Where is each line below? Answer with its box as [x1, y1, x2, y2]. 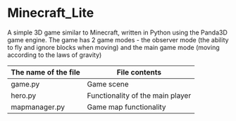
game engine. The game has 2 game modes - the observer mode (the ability [7, 35, 229, 44]
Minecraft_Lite [7, 5, 94, 21]
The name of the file [11, 67, 81, 77]
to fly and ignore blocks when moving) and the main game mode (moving [7, 43, 220, 51]
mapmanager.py [11, 102, 66, 112]
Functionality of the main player [87, 90, 192, 100]
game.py [11, 79, 40, 89]
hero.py [11, 90, 37, 100]
